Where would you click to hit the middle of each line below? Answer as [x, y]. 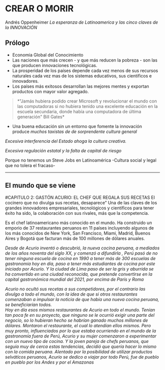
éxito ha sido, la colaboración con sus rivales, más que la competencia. [77, 213]
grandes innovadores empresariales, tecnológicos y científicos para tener [80, 208]
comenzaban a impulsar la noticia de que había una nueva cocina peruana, [82, 299]
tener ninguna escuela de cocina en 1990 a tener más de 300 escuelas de [80, 258]
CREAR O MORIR [39, 9]
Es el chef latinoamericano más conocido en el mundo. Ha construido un [79, 223]
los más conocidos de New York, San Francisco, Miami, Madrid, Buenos [78, 233]
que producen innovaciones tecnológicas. [55, 65]
